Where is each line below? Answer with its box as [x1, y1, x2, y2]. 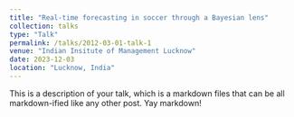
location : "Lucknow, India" [9, 64, 116, 73]
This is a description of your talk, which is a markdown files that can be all [9, 87, 285, 99]
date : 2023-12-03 [9, 55, 75, 64]
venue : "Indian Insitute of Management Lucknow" [9, 47, 196, 56]
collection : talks [9, 22, 79, 31]
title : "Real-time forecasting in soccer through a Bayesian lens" [9, 13, 270, 22]
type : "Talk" [9, 30, 59, 39]
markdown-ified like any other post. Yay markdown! [9, 97, 202, 108]
